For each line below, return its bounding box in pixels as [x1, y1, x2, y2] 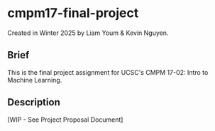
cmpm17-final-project [7, 5, 139, 21]
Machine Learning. [7, 75, 62, 84]
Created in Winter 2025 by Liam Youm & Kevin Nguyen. [7, 28, 169, 37]
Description [7, 96, 60, 108]
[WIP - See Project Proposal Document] [7, 115, 123, 124]
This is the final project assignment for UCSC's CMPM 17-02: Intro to [7, 68, 209, 76]
